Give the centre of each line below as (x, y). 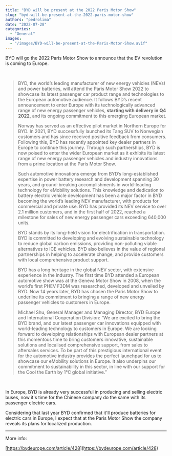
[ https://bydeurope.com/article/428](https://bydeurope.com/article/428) (82, 448)
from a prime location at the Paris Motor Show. (67, 164)
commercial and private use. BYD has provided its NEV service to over (92, 206)
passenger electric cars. (31, 403)
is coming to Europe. (27, 63)
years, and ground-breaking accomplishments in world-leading (84, 184)
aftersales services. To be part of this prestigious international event (90, 350)
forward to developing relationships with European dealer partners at (91, 334)
